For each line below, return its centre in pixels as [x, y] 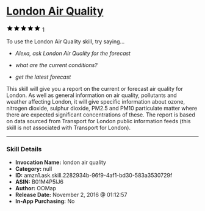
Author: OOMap [36, 188]
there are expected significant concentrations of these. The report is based [101, 115]
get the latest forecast [43, 77]
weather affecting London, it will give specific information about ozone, [95, 101]
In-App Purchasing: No [45, 201]
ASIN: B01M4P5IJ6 [39, 182]
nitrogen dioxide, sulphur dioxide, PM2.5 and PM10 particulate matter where [102, 108]
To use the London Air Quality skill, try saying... [66, 41]
